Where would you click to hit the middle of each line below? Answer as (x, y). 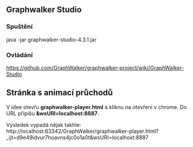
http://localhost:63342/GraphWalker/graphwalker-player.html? (83, 131)
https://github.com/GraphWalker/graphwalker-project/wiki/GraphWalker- (95, 68)
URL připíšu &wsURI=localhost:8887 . (53, 113)
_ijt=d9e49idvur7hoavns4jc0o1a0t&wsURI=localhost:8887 (77, 137)
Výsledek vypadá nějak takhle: (44, 124)
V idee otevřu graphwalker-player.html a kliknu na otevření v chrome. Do (96, 107)
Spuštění (19, 27)
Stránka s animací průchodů (60, 93)
